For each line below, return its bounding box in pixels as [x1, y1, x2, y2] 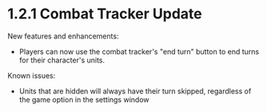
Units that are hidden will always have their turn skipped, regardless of [18, 86, 252, 96]
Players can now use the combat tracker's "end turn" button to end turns [18, 46, 260, 56]
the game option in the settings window [18, 94, 149, 104]
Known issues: [7, 70, 56, 80]
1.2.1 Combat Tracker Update [7, 5, 202, 23]
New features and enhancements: [7, 31, 119, 41]
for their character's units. [18, 55, 106, 65]
